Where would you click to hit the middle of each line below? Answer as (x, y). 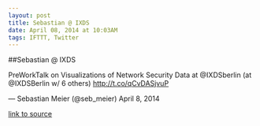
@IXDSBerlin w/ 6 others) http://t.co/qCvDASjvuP (89, 83)
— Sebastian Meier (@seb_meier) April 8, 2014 (84, 98)
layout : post (30, 15)
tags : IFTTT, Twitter (44, 37)
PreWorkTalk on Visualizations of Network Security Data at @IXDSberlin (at (130, 75)
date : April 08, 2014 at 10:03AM (63, 30)
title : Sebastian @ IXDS (49, 23)
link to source (30, 114)
